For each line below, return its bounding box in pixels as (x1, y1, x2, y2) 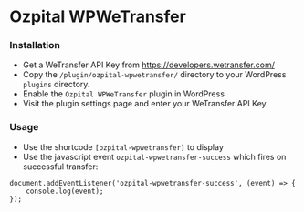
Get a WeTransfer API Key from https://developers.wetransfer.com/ (22, 59, 276, 70)
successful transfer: (22, 161, 99, 172)
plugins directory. (22, 79, 90, 90)
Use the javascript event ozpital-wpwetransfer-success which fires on (22, 151, 287, 162)
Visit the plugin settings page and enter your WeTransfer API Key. (22, 98, 269, 109)
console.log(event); (26, 187, 104, 196)
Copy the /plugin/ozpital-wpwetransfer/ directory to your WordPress (22, 69, 287, 80)
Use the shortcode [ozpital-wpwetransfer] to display (22, 141, 224, 152)
